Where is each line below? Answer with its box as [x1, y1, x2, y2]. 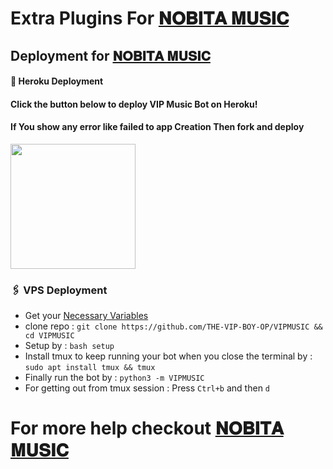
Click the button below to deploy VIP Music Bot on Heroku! [10, 98, 258, 110]
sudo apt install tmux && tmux [24, 363, 156, 373]
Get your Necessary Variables [24, 310, 149, 322]
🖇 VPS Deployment [10, 283, 108, 297]
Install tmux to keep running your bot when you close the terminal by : [24, 350, 313, 362]
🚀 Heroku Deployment [10, 75, 104, 87]
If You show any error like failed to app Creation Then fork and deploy [10, 121, 305, 133]
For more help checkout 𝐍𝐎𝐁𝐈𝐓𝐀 [10, 417, 284, 440]
